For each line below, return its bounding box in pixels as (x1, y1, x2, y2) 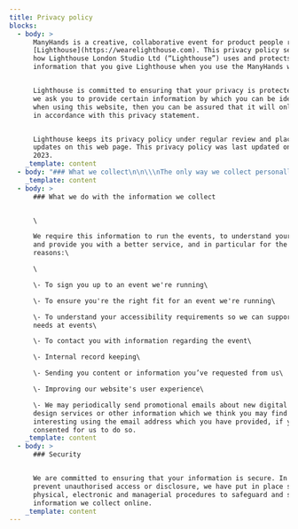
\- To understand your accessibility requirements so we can (32, 312, 264, 322)
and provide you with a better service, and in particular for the (32, 240, 288, 249)
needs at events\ (32, 321, 98, 330)
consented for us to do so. (32, 425, 137, 434)
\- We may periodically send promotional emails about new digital (32, 401, 288, 409)
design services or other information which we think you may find (32, 408, 288, 417)
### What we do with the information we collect (32, 192, 216, 201)
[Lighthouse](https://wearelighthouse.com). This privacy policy (32, 46, 279, 55)
